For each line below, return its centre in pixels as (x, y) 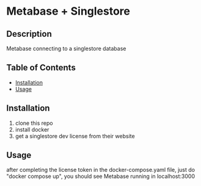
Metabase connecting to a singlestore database (66, 48)
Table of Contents (41, 68)
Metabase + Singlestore (68, 11)
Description (29, 34)
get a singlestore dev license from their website (75, 136)
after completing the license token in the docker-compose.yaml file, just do (101, 170)
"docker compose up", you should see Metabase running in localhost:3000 (101, 176)
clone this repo (34, 123)
